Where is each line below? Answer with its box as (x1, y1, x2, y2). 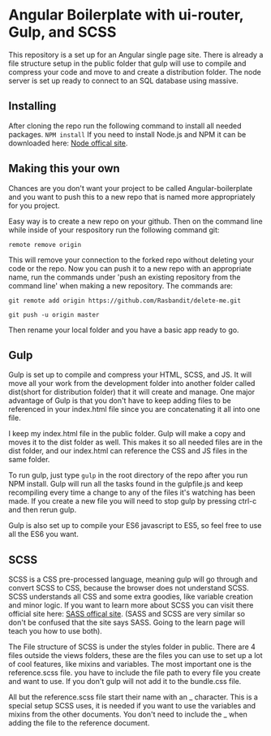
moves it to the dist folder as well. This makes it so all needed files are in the (8, 437, 263, 448)
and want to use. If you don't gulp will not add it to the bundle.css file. (8, 677, 242, 686)
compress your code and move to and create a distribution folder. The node (8, 67, 261, 76)
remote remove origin (8, 240, 82, 249)
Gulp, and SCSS (8, 23, 117, 41)
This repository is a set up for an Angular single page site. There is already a (8, 50, 264, 59)
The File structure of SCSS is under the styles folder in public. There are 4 (8, 642, 256, 652)
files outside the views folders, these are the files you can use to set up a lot (8, 651, 263, 660)
